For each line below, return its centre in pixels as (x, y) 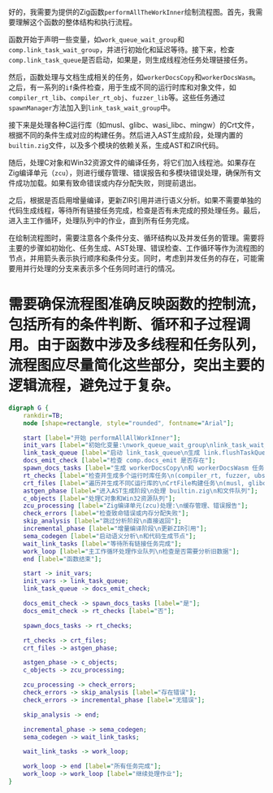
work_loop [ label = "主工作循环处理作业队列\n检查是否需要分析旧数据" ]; (131, 551)
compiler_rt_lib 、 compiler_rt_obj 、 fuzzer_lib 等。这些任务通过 (117, 97)
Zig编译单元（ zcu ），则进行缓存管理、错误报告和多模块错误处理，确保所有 (131, 173)
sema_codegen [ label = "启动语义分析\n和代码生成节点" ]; (110, 536)
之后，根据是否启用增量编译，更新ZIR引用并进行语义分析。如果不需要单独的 (135, 200)
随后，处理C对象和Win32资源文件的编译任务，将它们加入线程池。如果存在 (132, 162)
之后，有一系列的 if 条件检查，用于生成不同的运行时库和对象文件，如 (123, 87)
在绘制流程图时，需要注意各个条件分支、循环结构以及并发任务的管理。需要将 (136, 238)
